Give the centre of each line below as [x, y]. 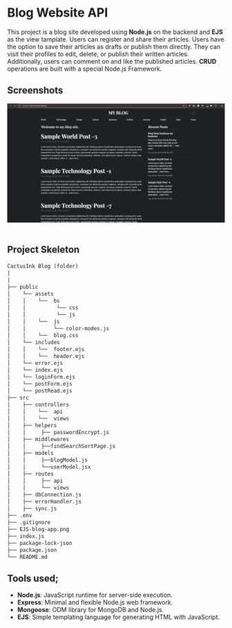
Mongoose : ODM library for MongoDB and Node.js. [90, 610]
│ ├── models [30, 454]
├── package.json [32, 550]
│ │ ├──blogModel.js [48, 460]
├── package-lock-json [40, 544]
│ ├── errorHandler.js [44, 502]
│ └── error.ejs [35, 364]
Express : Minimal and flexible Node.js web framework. [95, 602]
